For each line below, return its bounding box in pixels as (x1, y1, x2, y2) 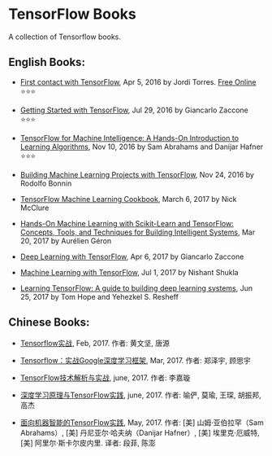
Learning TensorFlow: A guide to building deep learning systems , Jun (19, 283, 253, 293)
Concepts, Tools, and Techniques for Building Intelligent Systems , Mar (19, 227, 256, 237)
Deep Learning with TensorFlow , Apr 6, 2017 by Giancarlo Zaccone (19, 252, 244, 261)
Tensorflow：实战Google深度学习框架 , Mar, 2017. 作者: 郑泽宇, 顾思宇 (19, 355, 251, 365)
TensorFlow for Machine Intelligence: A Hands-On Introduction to (19, 133, 240, 142)
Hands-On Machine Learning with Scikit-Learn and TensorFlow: (19, 218, 234, 228)
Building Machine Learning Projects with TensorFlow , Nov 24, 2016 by (19, 169, 254, 179)
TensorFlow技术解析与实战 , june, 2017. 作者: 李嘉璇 (19, 372, 191, 383)
